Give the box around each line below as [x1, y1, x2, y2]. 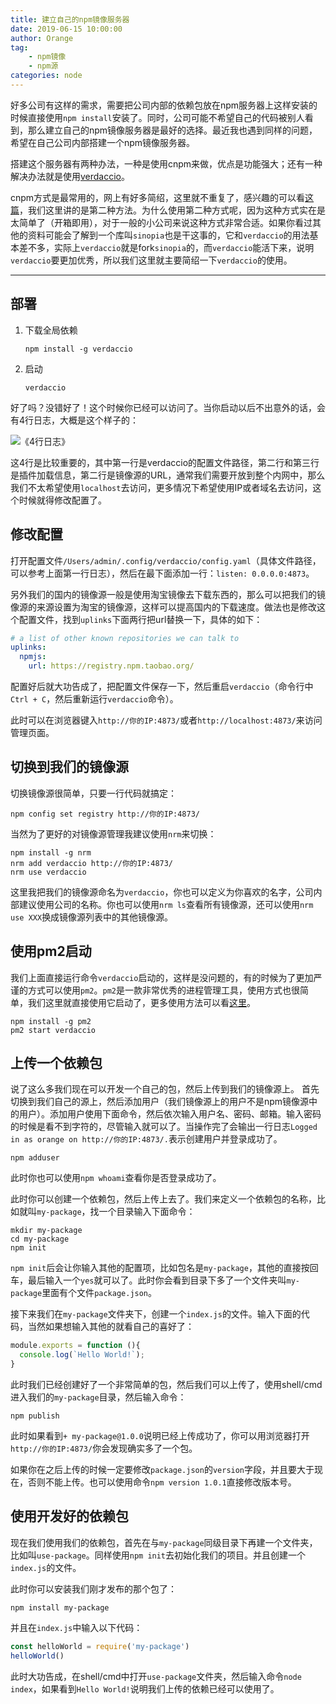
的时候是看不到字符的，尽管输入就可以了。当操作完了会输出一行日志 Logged [10, 1121, 318, 1133]
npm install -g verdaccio [24, 344, 133, 354]
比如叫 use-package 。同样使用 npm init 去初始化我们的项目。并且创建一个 [10, 1549, 307, 1561]
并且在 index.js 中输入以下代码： [10, 1621, 143, 1633]
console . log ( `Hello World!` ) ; [19, 1350, 145, 1360]
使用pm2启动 [10, 943, 92, 960]
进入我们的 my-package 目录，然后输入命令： [10, 1391, 187, 1403]
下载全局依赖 [24, 324, 78, 336]
